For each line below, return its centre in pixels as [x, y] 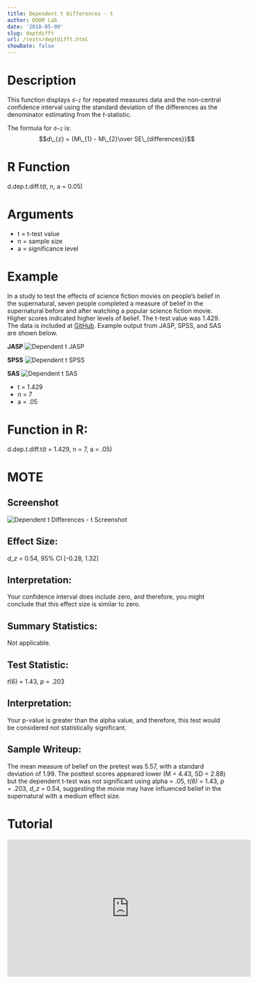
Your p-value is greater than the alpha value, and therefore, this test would [114, 720]
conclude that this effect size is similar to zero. [74, 604]
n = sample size [40, 241]
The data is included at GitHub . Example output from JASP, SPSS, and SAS [114, 325]
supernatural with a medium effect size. [64, 796]
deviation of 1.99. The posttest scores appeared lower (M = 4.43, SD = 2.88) [116, 773]
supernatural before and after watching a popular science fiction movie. [110, 310]
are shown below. [32, 333]
